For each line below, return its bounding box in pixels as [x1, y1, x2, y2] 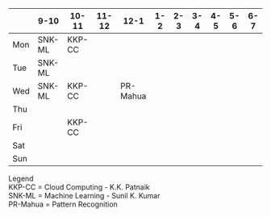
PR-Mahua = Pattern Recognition [8, 199, 119, 209]
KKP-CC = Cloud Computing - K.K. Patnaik [8, 182, 151, 192]
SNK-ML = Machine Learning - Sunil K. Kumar [8, 191, 161, 200]
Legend [8, 173, 34, 183]
